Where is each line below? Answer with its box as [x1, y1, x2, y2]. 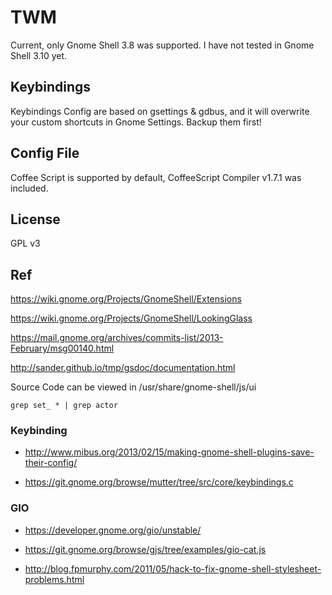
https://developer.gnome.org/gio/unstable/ [24, 524, 202, 536]
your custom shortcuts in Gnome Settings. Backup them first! [10, 116, 262, 128]
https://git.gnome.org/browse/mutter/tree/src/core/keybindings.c [24, 476, 294, 488]
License [10, 211, 61, 228]
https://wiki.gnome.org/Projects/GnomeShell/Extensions [10, 293, 242, 305]
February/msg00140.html [10, 342, 115, 355]
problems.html [24, 573, 85, 585]
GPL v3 [10, 237, 41, 250]
